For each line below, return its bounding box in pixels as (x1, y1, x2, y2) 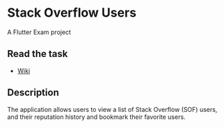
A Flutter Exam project (7, 28, 72, 36)
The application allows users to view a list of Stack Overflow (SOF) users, (7, 105, 218, 113)
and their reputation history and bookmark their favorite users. (7, 113, 186, 121)
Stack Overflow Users (7, 5, 137, 21)
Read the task (7, 48, 68, 60)
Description (7, 87, 59, 99)
